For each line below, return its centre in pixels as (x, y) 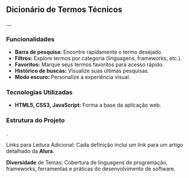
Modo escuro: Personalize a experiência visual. (72, 77)
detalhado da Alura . (30, 151)
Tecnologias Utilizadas (39, 93)
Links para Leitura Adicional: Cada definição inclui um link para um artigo (95, 144)
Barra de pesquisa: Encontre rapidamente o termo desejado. (89, 52)
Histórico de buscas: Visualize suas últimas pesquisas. (82, 71)
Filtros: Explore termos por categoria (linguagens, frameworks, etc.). (98, 58)
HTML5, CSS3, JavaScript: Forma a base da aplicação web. (88, 105)
